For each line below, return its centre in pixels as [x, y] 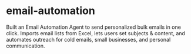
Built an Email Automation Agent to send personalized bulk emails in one [93, 27]
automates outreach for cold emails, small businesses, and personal [88, 39]
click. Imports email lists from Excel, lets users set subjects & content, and [95, 33]
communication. [26, 46]
